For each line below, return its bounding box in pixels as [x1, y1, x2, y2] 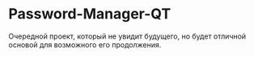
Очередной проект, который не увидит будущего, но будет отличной [8, 31, 247, 41]
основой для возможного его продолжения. [8, 39, 162, 49]
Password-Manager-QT [8, 5, 171, 23]
